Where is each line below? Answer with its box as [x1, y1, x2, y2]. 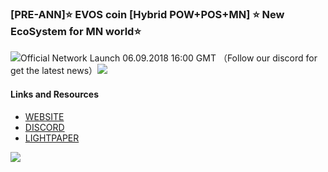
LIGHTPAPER [24, 132, 80, 144]
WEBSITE [24, 110, 65, 122]
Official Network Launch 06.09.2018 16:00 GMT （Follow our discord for [20, 52, 318, 64]
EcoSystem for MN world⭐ [10, 24, 142, 38]
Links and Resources [10, 88, 99, 100]
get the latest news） [10, 65, 98, 77]
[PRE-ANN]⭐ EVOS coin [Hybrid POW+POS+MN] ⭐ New [10, 7, 285, 21]
